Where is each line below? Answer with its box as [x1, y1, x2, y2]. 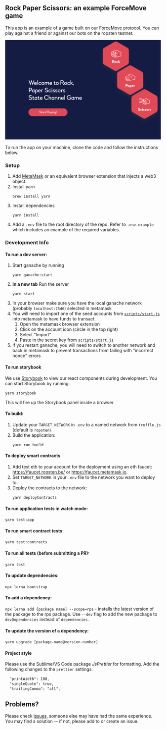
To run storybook [5, 364, 41, 370]
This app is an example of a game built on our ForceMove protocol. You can [5, 25, 160, 31]
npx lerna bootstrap [5, 584, 48, 589]
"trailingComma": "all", [9, 686, 61, 691]
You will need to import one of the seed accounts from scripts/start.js [12, 311, 160, 316]
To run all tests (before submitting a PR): [5, 550, 90, 556]
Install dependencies [12, 203, 55, 208]
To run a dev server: [5, 251, 47, 257]
